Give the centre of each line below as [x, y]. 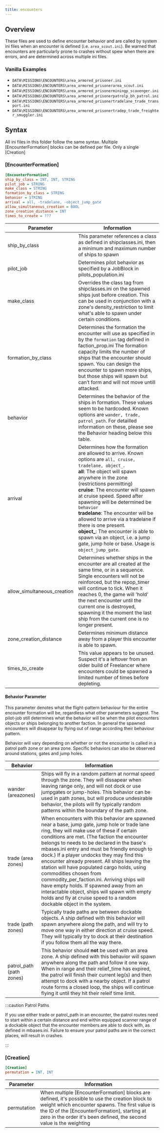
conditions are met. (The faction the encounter [94, 837]
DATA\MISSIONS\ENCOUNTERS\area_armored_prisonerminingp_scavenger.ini [85, 91]
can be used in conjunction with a [116, 301]
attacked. [89, 388]
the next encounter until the [110, 600]
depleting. [90, 684]
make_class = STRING [26, 189]
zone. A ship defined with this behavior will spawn [99, 956]
